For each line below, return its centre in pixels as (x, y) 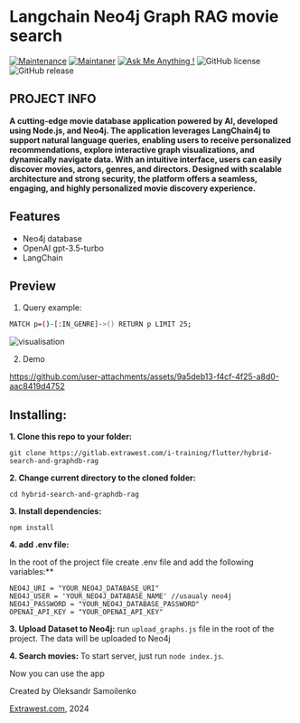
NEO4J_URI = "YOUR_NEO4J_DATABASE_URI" (84, 589)
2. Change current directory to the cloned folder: (103, 478)
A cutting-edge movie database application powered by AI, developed (144, 120)
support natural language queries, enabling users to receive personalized (150, 140)
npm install (32, 528)
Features (35, 217)
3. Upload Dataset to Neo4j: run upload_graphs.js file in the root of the (142, 629)
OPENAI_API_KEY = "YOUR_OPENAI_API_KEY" (87, 613)
